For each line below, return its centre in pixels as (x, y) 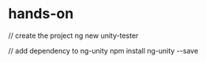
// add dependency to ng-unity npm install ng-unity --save (103, 50)
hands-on (41, 14)
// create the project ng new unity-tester (73, 35)
